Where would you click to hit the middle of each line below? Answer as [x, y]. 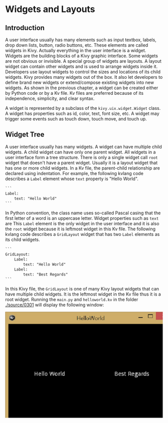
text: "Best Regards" [46, 274]
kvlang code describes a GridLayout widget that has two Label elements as [82, 234]
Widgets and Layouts [50, 9]
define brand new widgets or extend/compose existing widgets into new [79, 82]
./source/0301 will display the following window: [54, 305]
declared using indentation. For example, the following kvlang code [74, 173]
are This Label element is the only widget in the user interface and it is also [82, 223]
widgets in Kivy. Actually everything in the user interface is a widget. [76, 50]
